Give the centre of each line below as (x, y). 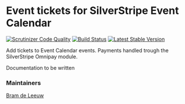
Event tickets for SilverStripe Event (92, 11)
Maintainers (24, 83)
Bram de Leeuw (25, 96)
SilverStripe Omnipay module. (42, 56)
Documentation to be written (40, 67)
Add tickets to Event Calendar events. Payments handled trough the (88, 50)
